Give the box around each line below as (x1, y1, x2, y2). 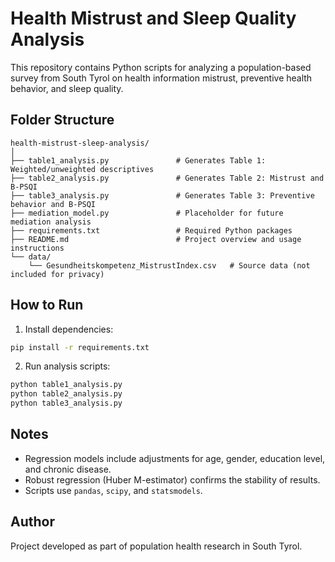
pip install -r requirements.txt (10, 342, 150, 352)
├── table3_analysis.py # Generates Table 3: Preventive (10, 190, 315, 201)
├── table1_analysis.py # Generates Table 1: (10, 155, 267, 166)
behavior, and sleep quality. (10, 82, 124, 94)
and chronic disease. (24, 463, 112, 475)
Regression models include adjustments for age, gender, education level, (24, 452, 326, 464)
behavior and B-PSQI (10, 199, 97, 209)
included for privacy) (10, 269, 105, 279)
